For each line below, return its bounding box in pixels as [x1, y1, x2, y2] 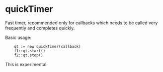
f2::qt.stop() [14, 53, 43, 58]
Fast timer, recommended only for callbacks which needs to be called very [5, 20, 158, 26]
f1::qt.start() [14, 48, 46, 53]
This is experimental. [5, 61, 48, 67]
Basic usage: [5, 35, 32, 40]
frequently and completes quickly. [5, 25, 75, 31]
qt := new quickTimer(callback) [14, 44, 81, 49]
